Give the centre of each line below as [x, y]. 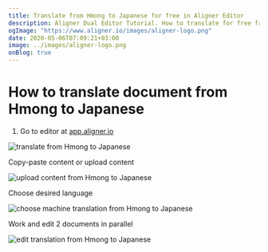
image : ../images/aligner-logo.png [67, 45]
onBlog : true [30, 53]
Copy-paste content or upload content [71, 162]
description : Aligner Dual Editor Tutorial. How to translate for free [130, 23]
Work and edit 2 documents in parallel [71, 223]
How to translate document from [118, 92]
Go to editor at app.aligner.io [67, 131]
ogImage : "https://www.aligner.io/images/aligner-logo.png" [110, 30]
